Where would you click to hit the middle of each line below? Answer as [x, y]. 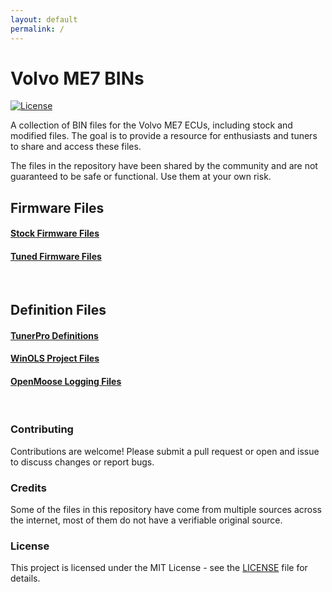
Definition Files [58, 310]
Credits [28, 488]
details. [25, 578]
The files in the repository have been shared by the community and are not [164, 166]
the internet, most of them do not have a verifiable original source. [146, 520]
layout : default [44, 19]
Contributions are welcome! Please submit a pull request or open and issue [165, 451]
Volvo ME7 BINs [77, 78]
